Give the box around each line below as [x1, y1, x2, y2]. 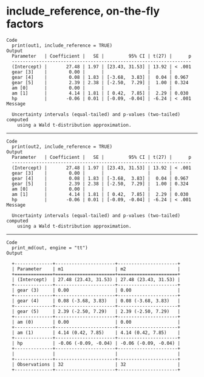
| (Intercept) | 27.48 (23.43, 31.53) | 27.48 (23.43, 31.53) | [12, 276, 181, 282]
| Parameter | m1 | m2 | [12, 265, 181, 272]
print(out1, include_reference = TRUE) [12, 42, 113, 48]
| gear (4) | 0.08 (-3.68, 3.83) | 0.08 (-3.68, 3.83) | [12, 298, 181, 304]
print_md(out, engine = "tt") [12, 244, 88, 251]
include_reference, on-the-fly [6, 4, 160, 18]
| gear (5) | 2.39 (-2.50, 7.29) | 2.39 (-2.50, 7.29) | [12, 308, 181, 315]
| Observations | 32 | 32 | [12, 361, 181, 367]
